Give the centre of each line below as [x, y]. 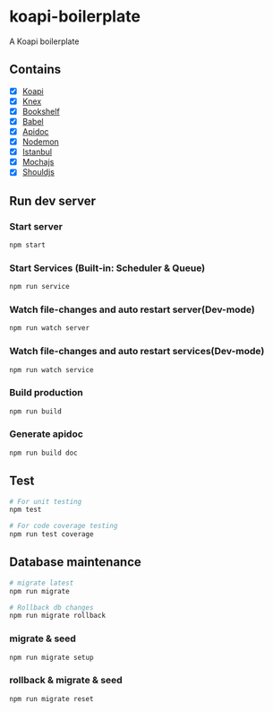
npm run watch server [50, 328]
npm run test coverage [51, 534]
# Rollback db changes [51, 607]
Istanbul [37, 152]
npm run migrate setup [51, 657]
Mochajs [38, 162]
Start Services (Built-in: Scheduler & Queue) [107, 268]
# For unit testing [46, 501]
